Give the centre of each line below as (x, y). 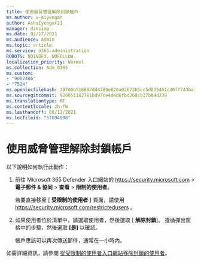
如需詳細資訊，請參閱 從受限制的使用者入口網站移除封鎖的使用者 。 (88, 253)
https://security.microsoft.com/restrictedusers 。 (75, 207)
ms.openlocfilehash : (32, 90)
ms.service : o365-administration (48, 51)
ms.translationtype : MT (36, 101)
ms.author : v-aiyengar (34, 17)
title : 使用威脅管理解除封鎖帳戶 (42, 12)
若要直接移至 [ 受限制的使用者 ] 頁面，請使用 (69, 200)
